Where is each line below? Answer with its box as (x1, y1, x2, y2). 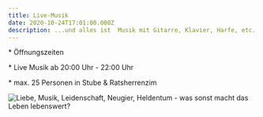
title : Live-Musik (8, 11, 69, 20)
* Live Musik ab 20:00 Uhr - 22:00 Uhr (8, 63, 134, 72)
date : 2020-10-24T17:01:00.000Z (8, 19, 115, 27)
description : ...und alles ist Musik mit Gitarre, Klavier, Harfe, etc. (8, 26, 257, 34)
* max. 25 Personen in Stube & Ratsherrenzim (8, 78, 157, 87)
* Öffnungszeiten (8, 48, 65, 57)
